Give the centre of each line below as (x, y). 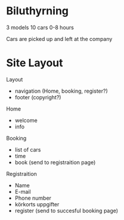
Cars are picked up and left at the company (59, 39)
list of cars (28, 149)
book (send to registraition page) (55, 162)
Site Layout (35, 63)
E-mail (23, 191)
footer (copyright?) (38, 97)
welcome (26, 120)
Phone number (33, 198)
